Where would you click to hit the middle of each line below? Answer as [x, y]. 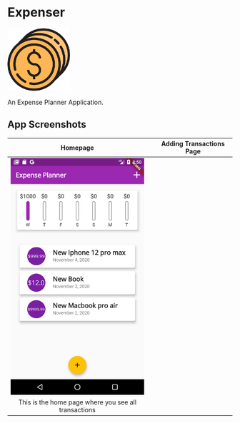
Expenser [36, 12]
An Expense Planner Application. [55, 102]
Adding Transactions [193, 144]
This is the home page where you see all [77, 402]
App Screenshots [47, 124]
